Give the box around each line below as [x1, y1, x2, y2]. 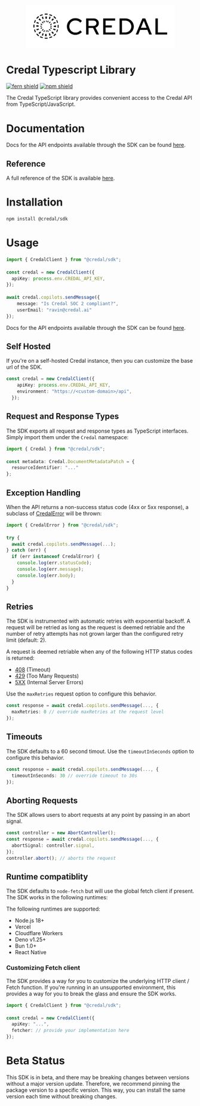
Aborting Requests [6, 795, 78, 805]
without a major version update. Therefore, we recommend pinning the [6, 1080, 180, 1087]
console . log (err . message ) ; [17, 566, 84, 572]
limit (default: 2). [6, 636, 47, 644]
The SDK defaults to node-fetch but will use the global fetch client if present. [6, 887, 195, 894]
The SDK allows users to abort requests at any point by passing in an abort [6, 811, 190, 819]
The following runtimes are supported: [6, 905, 100, 912]
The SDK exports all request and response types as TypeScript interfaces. [6, 427, 189, 434]
